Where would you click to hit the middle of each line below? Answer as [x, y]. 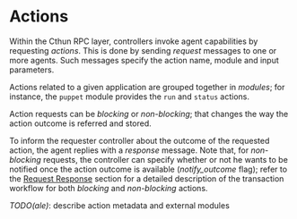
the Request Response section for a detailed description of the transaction [147, 178]
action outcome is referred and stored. [81, 123]
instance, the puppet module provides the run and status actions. [129, 97]
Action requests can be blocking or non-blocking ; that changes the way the [149, 114]
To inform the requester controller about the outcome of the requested [140, 140]
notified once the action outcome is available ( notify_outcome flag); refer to [148, 169]
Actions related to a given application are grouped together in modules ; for [147, 87]
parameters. [32, 70]
